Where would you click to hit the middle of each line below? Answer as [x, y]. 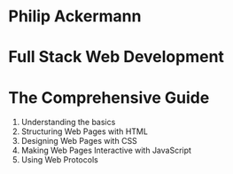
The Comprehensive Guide [109, 97]
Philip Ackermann [75, 16]
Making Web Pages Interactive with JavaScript [106, 150]
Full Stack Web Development [116, 57]
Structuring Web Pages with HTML [84, 131]
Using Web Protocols [59, 160]
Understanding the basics [68, 123]
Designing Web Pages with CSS [79, 141]
